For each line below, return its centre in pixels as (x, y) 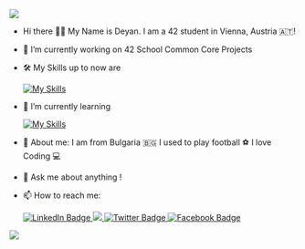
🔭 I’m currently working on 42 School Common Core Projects (137, 49)
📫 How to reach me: (62, 195)
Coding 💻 (42, 156)
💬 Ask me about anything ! (72, 177)
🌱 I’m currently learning (67, 106)
